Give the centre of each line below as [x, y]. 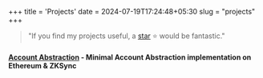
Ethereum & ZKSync [42, 65]
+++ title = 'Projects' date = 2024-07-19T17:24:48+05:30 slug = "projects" [132, 12]
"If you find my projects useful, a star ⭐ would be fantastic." [127, 36]
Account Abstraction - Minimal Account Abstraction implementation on [130, 57]
